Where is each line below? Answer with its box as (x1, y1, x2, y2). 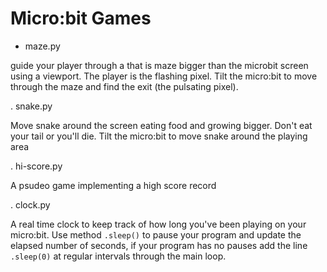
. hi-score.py (10, 160, 63, 172)
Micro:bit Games (10, 7, 152, 30)
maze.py (24, 40, 61, 52)
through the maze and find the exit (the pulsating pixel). (10, 80, 239, 92)
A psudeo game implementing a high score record (10, 179, 217, 191)
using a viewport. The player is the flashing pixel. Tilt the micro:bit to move (10, 70, 318, 82)
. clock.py (10, 198, 51, 211)
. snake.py (10, 100, 53, 112)
